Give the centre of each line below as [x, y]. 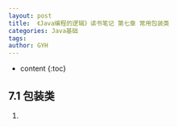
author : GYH [28, 46]
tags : [17, 38]
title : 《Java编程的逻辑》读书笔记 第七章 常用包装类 [89, 23]
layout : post [30, 16]
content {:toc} [43, 68]
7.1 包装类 [31, 96]
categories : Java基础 [43, 31]
